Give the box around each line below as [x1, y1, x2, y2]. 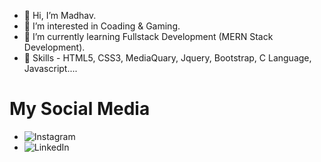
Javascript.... [23, 63, 78, 74]
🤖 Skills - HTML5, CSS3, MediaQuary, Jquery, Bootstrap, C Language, [23, 52, 312, 64]
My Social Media [9, 98, 151, 120]
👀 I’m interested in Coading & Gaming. [23, 20, 181, 32]
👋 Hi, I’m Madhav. [23, 10, 97, 21]
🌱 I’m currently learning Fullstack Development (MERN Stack [23, 31, 274, 42]
